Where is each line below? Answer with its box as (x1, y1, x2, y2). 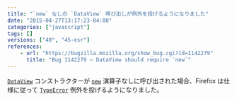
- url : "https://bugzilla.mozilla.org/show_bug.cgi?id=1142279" (20, 50, 214, 57)
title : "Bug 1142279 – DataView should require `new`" (25, 57, 192, 64)
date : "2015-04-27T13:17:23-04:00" (7, 17, 112, 24)
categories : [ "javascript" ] (7, 23, 91, 30)
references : (7, 43, 42, 50)
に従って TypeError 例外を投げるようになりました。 (13, 85, 163, 94)
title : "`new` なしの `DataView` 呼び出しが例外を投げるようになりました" (7, 10, 209, 18)
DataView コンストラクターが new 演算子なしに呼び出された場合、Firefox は (7, 76, 224, 85)
